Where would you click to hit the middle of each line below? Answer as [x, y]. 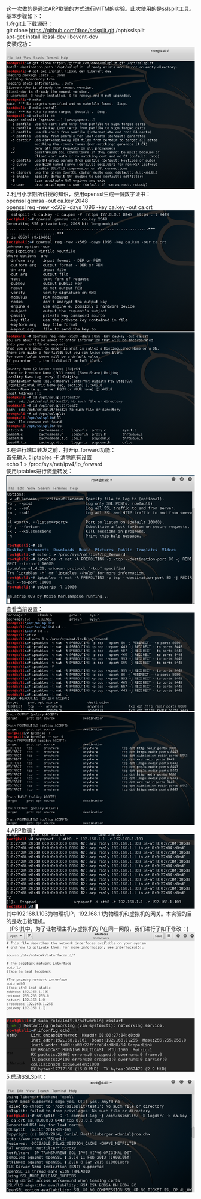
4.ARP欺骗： [22, 830]
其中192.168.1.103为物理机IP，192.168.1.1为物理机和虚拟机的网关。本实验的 [97, 914]
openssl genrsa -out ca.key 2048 [47, 201]
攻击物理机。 [32, 921]
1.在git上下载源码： [30, 23]
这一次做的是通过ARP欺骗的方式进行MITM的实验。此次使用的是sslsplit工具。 [100, 8]
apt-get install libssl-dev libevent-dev [52, 37]
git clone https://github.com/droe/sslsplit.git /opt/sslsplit [75, 30]
